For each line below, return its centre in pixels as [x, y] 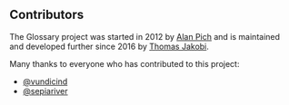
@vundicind [45, 81]
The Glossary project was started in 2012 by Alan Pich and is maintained [144, 36]
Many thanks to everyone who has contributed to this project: [125, 63]
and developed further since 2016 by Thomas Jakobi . [109, 46]
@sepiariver [45, 91]
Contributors [47, 15]
